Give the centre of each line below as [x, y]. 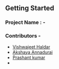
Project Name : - [25, 22]
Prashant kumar [29, 57]
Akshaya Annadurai [32, 52]
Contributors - [23, 36]
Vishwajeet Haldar [31, 46]
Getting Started [30, 8]
